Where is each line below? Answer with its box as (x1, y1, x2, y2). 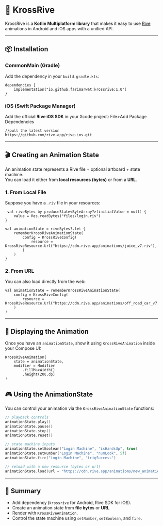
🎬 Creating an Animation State (5, 151, 99, 159)
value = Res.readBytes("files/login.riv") (14, 214, 101, 219)
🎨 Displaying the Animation (5, 327, 89, 336)
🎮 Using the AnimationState (5, 390, 93, 398)
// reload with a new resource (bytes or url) (5, 464, 101, 469)
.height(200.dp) (22, 372, 55, 377)
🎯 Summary (5, 486, 41, 495)
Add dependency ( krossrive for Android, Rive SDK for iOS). (12, 500, 131, 506)
